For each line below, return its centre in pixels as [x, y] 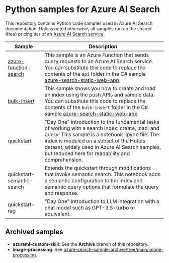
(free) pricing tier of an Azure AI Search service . [55, 34]
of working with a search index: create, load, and [102, 128]
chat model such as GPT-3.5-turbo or [90, 207]
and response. [62, 193]
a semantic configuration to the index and [94, 180]
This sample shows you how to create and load [100, 88]
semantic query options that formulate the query [102, 187]
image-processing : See [37, 249]
